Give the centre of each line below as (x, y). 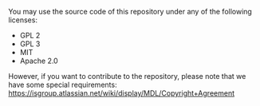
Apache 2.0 (39, 61)
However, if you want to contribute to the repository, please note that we (127, 76)
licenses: (23, 20)
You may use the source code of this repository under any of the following (130, 12)
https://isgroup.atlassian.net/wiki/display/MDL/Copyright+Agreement (122, 93)
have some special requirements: (63, 84)
